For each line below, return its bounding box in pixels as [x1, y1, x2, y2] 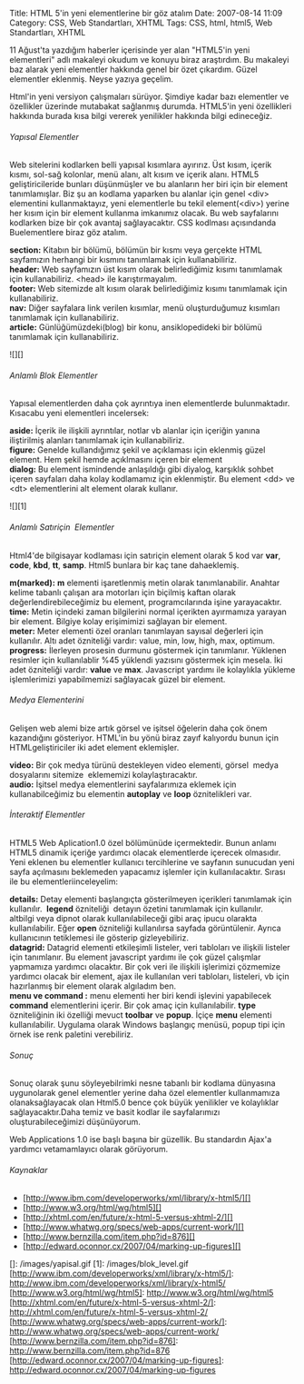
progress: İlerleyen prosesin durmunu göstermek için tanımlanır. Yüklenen [9, 644, 287, 655]
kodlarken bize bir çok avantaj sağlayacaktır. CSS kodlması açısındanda [9, 217, 277, 228]
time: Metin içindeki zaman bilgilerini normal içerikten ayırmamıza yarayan [9, 606, 288, 617]
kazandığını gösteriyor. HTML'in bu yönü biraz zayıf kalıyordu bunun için [9, 732, 279, 743]
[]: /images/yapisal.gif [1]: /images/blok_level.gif [9, 1259, 189, 1269]
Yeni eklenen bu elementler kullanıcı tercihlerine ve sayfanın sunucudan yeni [9, 857, 295, 868]
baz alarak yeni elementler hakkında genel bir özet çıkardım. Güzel [9, 64, 258, 75]
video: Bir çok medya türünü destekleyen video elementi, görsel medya [9, 759, 279, 771]
